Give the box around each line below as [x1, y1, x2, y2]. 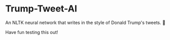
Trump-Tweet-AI [5, 3, 78, 14]
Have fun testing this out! [5, 29, 59, 35]
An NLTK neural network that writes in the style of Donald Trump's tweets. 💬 [5, 19, 166, 25]
